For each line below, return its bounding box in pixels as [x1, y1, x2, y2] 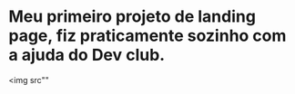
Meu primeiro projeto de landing [8, 6, 257, 27]
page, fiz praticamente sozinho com [8, 25, 287, 46]
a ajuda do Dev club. [8, 45, 166, 65]
